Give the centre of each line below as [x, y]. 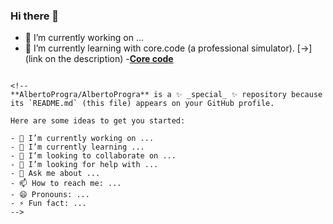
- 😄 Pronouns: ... [50, 195]
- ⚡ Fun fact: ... [48, 204]
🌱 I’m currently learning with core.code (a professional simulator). [159, 48]
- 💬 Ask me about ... [55, 174]
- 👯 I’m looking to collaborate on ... [93, 156]
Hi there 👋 [35, 16]
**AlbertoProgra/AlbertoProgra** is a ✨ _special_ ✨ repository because [166, 95]
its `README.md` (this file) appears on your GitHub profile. [142, 104]
